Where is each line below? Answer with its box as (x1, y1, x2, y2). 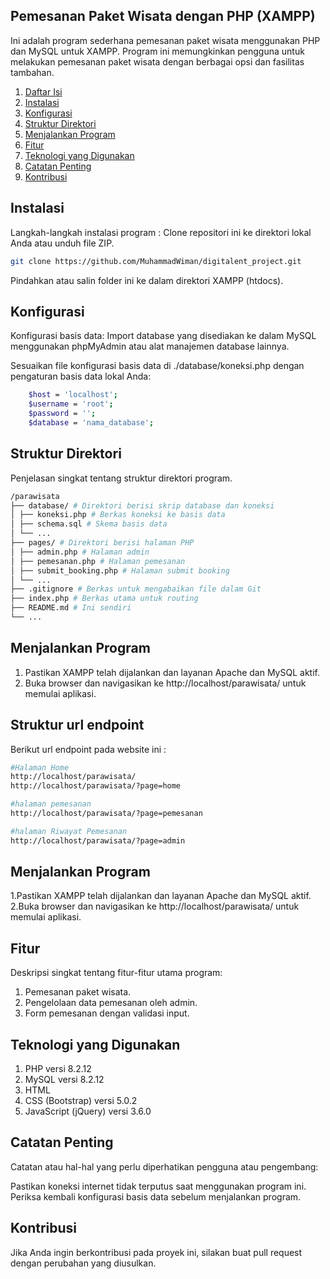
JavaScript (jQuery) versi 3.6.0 (24, 1105, 152, 1118)
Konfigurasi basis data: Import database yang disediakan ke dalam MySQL (10, 330, 317, 342)
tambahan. (10, 66, 55, 78)
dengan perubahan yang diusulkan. (10, 1257, 157, 1269)
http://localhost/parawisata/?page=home (10, 781, 182, 791)
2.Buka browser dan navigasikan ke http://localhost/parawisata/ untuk (10, 900, 300, 913)
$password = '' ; (28, 409, 97, 419)
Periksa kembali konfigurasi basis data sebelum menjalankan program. (10, 1190, 302, 1203)
